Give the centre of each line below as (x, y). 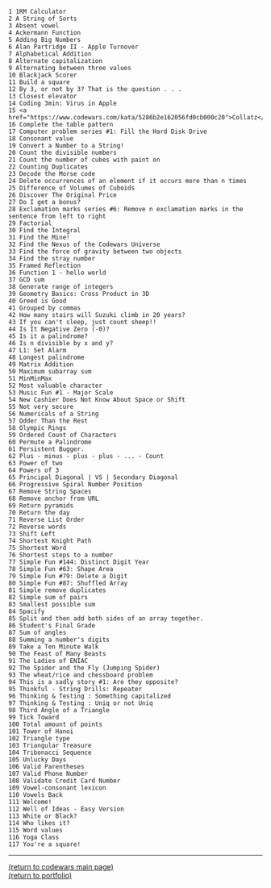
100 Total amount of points (56, 724)
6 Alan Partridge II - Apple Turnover (73, 47)
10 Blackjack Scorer (43, 75)
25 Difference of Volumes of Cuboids (72, 188)
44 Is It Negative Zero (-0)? (59, 329)
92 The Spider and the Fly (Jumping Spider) (84, 668)
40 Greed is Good (38, 301)
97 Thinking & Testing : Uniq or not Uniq (81, 703)
